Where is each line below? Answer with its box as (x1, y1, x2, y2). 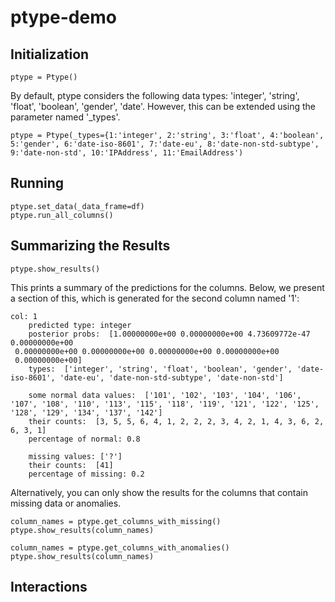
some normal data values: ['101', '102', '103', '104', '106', (28, 390, 302, 400)
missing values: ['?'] (28, 451, 123, 461)
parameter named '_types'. (10, 111, 121, 123)
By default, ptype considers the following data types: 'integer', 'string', (10, 90, 300, 101)
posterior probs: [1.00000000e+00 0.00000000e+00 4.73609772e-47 (28, 329, 311, 339)
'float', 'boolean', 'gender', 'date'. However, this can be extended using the (10, 101, 317, 112)
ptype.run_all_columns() (10, 210, 114, 220)
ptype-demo (10, 6, 117, 29)
